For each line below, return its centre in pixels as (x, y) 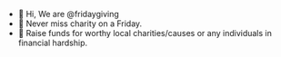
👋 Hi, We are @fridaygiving (69, 14)
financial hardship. (53, 43)
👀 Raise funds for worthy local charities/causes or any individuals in (145, 33)
